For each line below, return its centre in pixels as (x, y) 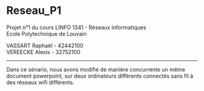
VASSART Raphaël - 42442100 (45, 45)
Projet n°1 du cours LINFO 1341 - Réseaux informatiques (76, 27)
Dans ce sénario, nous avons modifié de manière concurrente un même (96, 69)
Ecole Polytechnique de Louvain (46, 33)
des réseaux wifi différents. (40, 82)
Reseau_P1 (34, 11)
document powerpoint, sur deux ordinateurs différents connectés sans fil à (100, 76)
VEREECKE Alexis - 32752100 (43, 52)
